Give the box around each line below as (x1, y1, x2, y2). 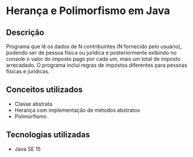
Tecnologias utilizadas (6, 130, 90, 140)
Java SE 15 (14, 145, 41, 152)
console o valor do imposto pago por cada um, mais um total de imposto (6, 56, 181, 62)
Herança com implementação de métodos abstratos (14, 107, 140, 114)
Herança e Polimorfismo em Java (6, 4, 170, 18)
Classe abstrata (14, 100, 53, 107)
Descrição (6, 28, 44, 37)
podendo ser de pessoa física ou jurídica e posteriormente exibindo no (6, 49, 177, 56)
